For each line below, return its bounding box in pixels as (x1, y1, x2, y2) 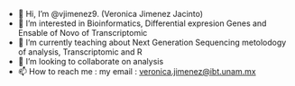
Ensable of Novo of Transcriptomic (17, 28, 148, 38)
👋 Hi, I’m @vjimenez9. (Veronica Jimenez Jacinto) (17, 9, 204, 19)
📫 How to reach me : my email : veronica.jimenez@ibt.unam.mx (17, 66, 256, 76)
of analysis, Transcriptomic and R (17, 47, 143, 57)
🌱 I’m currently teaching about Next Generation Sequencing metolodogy (17, 37, 287, 47)
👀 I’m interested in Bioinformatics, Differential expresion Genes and (17, 18, 267, 29)
